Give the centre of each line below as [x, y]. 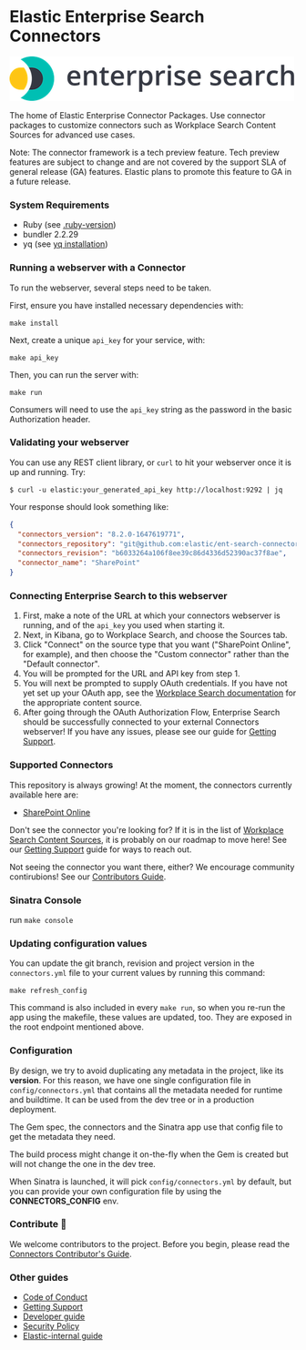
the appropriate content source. [82, 703]
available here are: [44, 795]
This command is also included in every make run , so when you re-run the [148, 1008]
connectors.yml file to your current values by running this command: [138, 973]
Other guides [39, 1277]
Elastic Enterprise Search [107, 17]
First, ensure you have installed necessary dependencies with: [127, 305]
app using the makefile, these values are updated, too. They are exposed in [151, 1018]
